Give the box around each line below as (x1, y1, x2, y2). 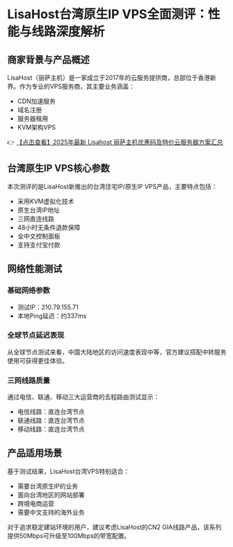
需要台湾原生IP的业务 (17, 481, 79, 490)
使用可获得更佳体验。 (7, 356, 68, 364)
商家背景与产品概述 (7, 54, 90, 66)
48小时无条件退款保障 (17, 223, 81, 231)
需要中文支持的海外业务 (17, 508, 85, 516)
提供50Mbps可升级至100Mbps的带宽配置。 (7, 531, 131, 540)
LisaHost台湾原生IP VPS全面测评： (7, 6, 209, 22)
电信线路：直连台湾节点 (17, 408, 85, 416)
